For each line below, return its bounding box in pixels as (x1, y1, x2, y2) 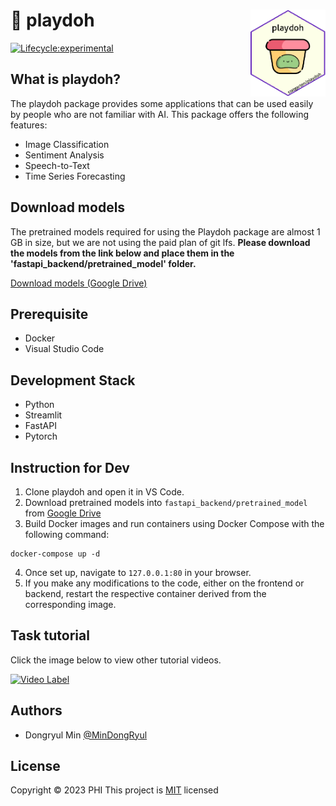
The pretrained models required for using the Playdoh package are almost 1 (10, 225, 321, 238)
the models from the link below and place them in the (10, 247, 235, 259)
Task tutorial (10, 627, 90, 644)
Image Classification (24, 138, 110, 150)
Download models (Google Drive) (10, 277, 148, 289)
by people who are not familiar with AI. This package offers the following (10, 108, 310, 120)
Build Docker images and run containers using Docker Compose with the (24, 518, 325, 529)
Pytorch (24, 430, 58, 443)
